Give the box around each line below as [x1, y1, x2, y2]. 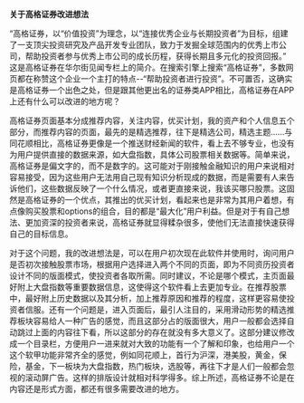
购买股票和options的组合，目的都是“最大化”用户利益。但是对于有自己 [24, 206, 282, 216]
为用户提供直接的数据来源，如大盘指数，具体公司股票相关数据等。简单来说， [9, 149, 295, 159]
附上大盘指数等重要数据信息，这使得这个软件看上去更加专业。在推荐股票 [16, 282, 287, 293]
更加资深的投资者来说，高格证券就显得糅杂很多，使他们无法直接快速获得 [24, 217, 295, 227]
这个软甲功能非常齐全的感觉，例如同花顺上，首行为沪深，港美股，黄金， [9, 350, 279, 360]
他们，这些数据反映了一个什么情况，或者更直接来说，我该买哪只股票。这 [16, 183, 287, 194]
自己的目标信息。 [9, 228, 73, 239]
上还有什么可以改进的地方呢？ [9, 96, 120, 107]
